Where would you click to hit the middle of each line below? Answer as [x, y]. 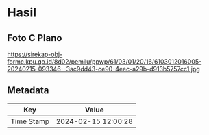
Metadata [28, 90]
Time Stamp [30, 121]
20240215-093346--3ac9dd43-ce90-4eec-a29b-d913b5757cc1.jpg [103, 69]
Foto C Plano [35, 38]
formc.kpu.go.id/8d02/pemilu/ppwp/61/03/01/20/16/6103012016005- [104, 62]
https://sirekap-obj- [35, 54]
